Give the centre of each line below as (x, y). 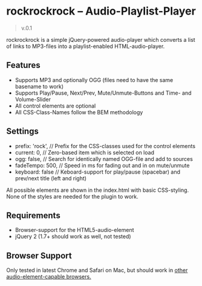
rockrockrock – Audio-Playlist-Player (101, 11)
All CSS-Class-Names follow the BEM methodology (79, 112)
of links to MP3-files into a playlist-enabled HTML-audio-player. (86, 46)
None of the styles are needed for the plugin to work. (73, 196)
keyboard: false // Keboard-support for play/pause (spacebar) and (97, 172)
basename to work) (39, 86)
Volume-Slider (33, 99)
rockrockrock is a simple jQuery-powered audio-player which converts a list (101, 39)
